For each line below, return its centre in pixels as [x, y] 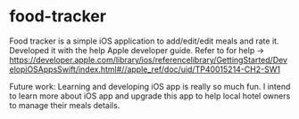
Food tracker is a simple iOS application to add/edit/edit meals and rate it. [144, 41]
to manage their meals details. [65, 105]
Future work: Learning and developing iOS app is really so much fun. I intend [150, 86]
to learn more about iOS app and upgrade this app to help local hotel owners [150, 96]
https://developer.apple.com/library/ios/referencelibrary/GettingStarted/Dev [149, 59]
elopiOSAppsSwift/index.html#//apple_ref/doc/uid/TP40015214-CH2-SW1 [145, 69]
